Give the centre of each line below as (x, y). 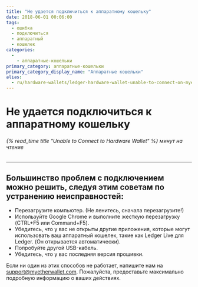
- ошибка (22, 28)
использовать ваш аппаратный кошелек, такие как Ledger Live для (99, 235)
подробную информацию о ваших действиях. (63, 278)
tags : (13, 22)
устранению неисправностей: (65, 196)
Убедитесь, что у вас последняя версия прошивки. (79, 254)
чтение (15, 147)
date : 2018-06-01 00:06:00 (39, 17)
